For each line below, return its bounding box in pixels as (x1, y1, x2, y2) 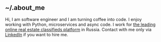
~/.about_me (5, 4, 45, 12)
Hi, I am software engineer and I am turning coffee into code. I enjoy (5, 16, 142, 22)
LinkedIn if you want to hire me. (5, 31, 68, 37)
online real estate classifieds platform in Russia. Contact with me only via (5, 26, 152, 32)
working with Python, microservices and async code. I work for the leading (5, 21, 156, 27)
